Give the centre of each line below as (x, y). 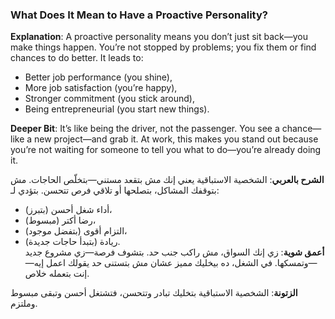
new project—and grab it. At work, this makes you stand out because (176, 139)
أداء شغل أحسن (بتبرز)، (68, 210)
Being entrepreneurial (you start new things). (117, 109)
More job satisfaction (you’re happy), (101, 88)
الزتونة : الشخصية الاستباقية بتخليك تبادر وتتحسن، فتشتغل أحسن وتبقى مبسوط (154, 293)
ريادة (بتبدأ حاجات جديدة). (72, 242)
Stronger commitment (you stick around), (109, 99)
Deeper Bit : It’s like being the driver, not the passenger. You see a (145, 129)
